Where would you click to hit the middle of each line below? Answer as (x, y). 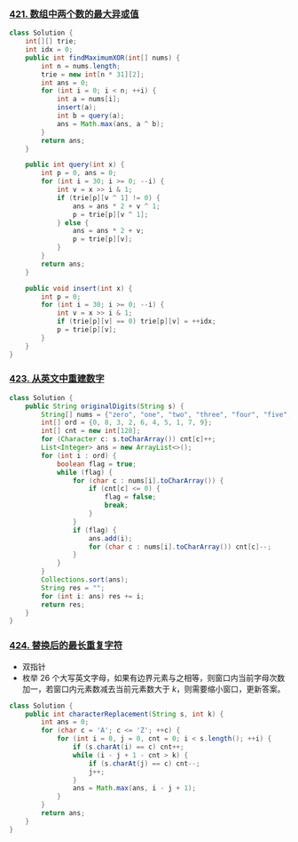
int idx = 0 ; (49, 50)
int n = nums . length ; (81, 66)
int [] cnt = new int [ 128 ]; (91, 431)
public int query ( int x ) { (75, 165)
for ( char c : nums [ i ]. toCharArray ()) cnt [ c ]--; (180, 547)
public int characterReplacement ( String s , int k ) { (125, 714)
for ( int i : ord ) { (79, 455)
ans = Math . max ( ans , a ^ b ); (110, 124)
